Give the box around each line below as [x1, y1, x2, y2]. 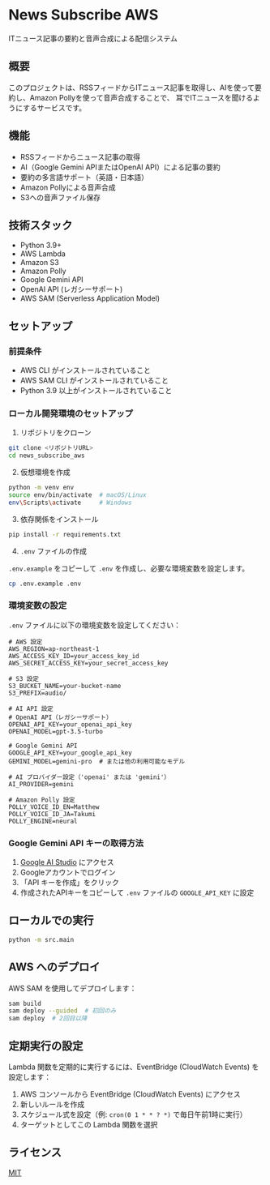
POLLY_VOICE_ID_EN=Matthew [8, 802, 100, 811]
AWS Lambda [19, 249, 66, 259]
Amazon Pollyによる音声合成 [19, 182, 116, 192]
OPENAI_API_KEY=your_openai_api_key [8, 720, 132, 729]
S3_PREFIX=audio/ [8, 689, 67, 697]
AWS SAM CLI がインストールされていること [19, 375, 169, 386]
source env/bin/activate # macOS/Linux [8, 490, 148, 499]
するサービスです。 [23, 103, 87, 113]
